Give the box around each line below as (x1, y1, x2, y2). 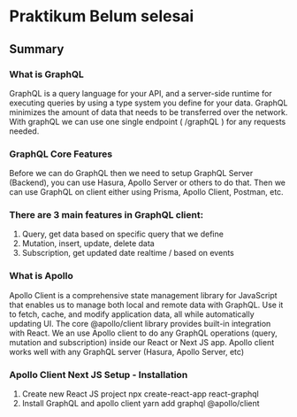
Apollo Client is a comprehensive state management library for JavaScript (9, 290, 278, 300)
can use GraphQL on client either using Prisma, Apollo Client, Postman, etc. (9, 187, 285, 197)
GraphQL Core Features (9, 148, 113, 160)
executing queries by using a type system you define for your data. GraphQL (9, 97, 288, 108)
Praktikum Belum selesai (9, 6, 194, 27)
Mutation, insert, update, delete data (21, 238, 155, 249)
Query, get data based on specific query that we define (21, 228, 224, 240)
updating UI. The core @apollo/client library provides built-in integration (9, 318, 271, 328)
